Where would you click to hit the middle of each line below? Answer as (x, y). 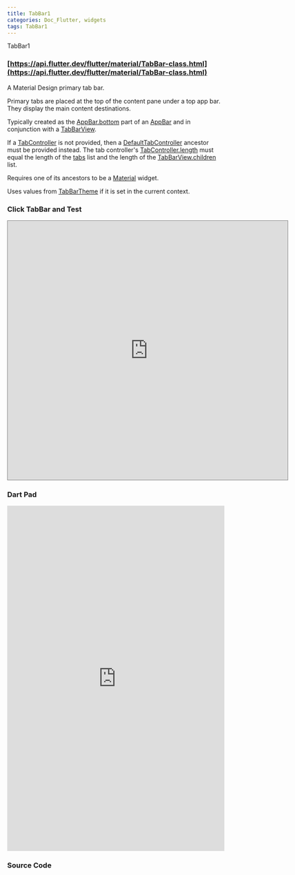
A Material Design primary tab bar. (56, 88)
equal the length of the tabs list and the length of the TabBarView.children (112, 157)
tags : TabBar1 (28, 26)
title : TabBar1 (29, 13)
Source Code (29, 865)
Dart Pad (22, 494)
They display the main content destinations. (69, 108)
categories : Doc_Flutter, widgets (57, 20)
